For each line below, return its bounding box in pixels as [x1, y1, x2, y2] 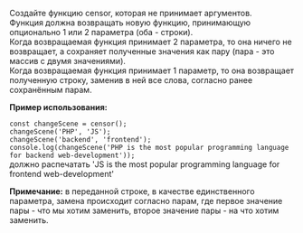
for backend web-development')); [9, 151, 136, 160]
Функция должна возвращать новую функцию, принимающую [9, 17, 251, 28]
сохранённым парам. [9, 85, 92, 95]
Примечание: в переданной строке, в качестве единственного [9, 186, 255, 197]
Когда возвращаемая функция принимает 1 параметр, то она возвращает [9, 65, 295, 76]
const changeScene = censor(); [9, 119, 128, 128]
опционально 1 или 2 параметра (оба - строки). [9, 27, 194, 37]
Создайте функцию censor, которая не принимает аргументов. [9, 8, 252, 18]
